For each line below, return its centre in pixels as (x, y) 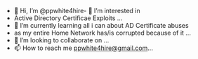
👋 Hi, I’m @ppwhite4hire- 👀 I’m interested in (77, 11)
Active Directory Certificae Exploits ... (68, 18)
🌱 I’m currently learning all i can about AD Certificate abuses (101, 25)
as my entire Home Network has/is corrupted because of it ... (103, 33)
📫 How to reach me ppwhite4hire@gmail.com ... (83, 48)
